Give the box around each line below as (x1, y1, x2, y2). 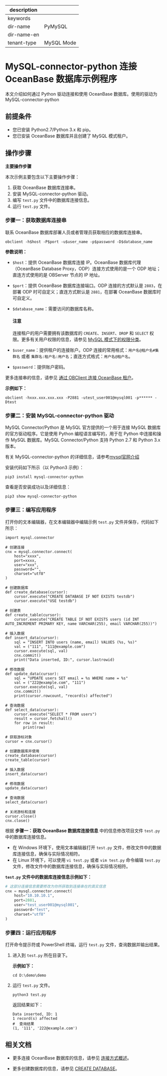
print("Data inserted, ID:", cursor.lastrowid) (14, 657, 115, 662)
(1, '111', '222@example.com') (12, 1025, 78, 1031)
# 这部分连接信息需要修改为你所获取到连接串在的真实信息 (5, 884, 106, 889)
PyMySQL (44, 23, 68, 30)
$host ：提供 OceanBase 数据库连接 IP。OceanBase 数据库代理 (12, 259, 141, 265)
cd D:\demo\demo (12, 973, 46, 978)
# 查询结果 (12, 1021, 34, 1026)
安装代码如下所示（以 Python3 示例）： (5, 464, 84, 470)
